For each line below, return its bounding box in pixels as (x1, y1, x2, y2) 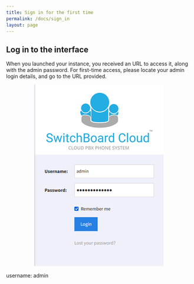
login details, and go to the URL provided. (6, 73, 107, 80)
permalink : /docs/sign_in (6, 15, 70, 22)
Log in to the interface (6, 44, 89, 54)
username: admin (6, 272, 49, 279)
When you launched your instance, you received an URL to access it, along (6, 60, 189, 67)
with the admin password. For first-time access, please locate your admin (6, 67, 185, 74)
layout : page (6, 22, 38, 28)
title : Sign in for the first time (6, 9, 94, 15)
